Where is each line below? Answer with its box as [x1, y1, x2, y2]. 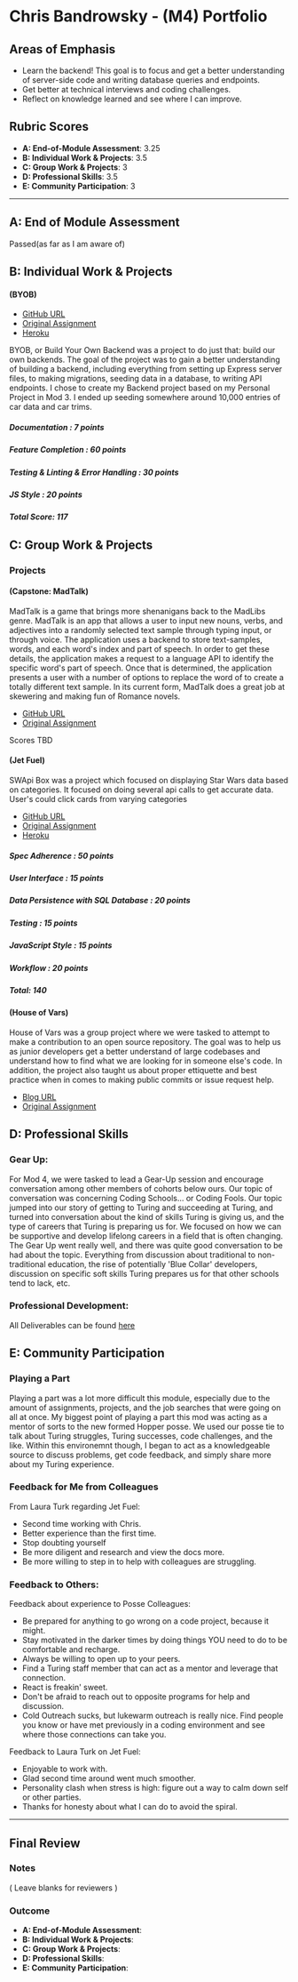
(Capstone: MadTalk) [9, 586, 89, 597]
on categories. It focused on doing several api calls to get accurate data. [9, 784, 274, 795]
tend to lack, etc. [9, 1278, 71, 1288]
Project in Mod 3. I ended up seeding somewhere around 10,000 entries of [9, 392, 281, 403]
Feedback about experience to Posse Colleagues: [9, 1599, 191, 1609]
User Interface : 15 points [9, 873, 105, 883]
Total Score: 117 [9, 511, 68, 522]
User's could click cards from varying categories [9, 794, 188, 805]
